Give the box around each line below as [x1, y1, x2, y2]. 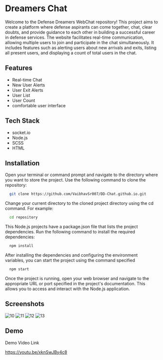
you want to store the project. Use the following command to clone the [5, 177, 146, 183]
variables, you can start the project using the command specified [5, 258, 135, 263]
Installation [5, 159, 40, 167]
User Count [12, 98, 35, 103]
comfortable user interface [12, 102, 66, 108]
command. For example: [5, 206, 53, 212]
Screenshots [5, 300, 45, 308]
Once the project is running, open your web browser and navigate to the [5, 275, 149, 281]
